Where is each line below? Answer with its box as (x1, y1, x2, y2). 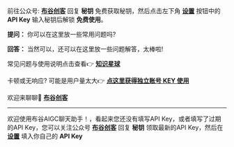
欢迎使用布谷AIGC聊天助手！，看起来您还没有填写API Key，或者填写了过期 (7, 114, 221, 123)
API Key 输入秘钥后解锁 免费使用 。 (7, 15, 107, 24)
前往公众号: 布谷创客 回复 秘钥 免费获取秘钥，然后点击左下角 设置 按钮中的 (7, 7, 221, 15)
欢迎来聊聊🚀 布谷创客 (7, 94, 68, 101)
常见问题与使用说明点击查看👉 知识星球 (7, 60, 120, 68)
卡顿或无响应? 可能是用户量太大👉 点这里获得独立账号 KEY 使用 (7, 76, 189, 85)
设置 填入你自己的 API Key (7, 132, 83, 140)
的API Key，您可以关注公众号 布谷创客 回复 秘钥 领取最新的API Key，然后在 (7, 123, 224, 131)
